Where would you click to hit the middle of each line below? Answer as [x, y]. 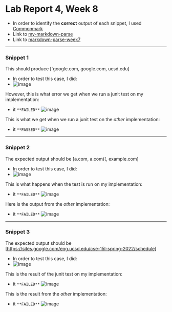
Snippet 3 [18, 232]
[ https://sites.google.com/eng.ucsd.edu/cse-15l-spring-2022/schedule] [81, 248]
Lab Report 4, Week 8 [52, 9]
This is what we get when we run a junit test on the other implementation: [83, 120]
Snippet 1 [17, 57]
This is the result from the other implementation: [56, 294]
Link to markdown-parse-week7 [47, 40]
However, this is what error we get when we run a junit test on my [74, 94]
